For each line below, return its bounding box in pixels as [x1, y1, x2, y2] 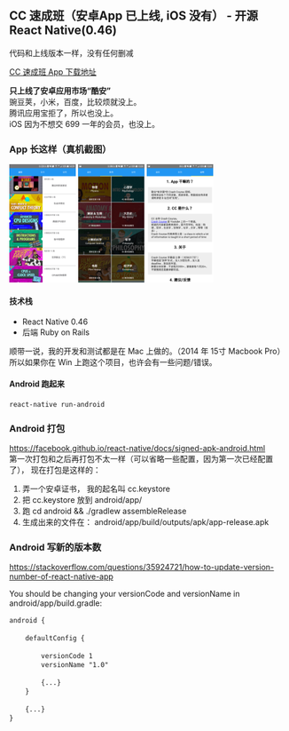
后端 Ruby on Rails [21, 327, 90, 338]
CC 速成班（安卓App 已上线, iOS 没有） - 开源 [9, 8, 259, 24]
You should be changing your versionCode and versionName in [9, 589, 240, 600]
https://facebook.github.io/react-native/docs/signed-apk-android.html [9, 443, 266, 454]
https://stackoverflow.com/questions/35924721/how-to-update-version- [9, 562, 275, 573]
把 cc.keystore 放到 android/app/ [21, 495, 143, 505]
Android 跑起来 [9, 378, 65, 389]
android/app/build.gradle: [9, 598, 103, 608]
